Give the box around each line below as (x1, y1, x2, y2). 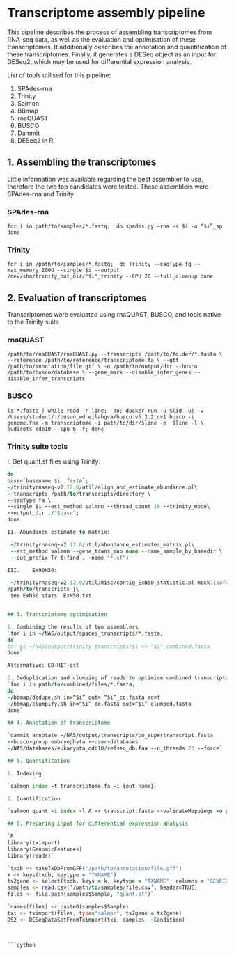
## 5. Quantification (7, 757, 70, 764)
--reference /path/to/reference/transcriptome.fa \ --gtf (7, 357, 179, 364)
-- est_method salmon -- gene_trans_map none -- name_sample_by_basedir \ (10, 548, 223, 555)
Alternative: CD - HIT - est (7, 662, 79, 669)
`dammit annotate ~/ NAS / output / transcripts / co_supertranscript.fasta (7, 732, 214, 739)
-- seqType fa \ (7, 496, 52, 504)
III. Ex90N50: (7, 567, 58, 574)
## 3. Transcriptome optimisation (7, 611, 108, 618)
